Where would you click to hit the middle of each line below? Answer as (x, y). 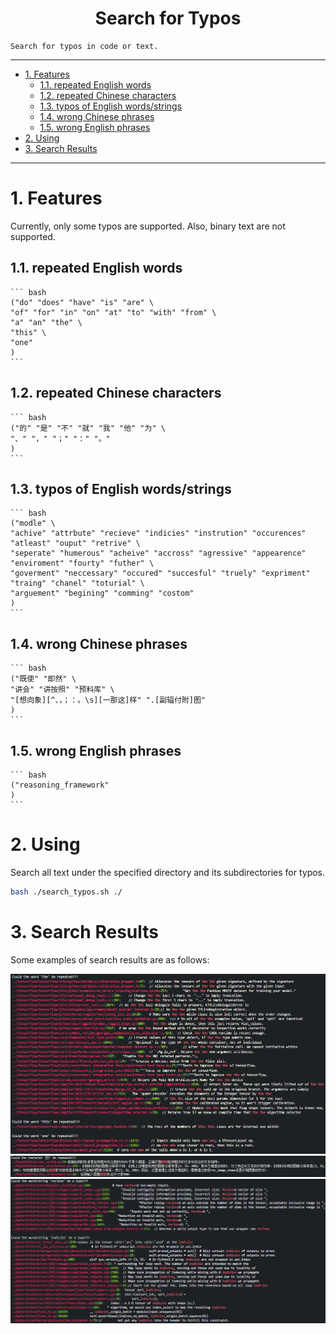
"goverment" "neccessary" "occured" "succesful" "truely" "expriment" (160, 573)
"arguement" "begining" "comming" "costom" (102, 593)
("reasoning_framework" (60, 785)
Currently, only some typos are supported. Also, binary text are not (148, 226)
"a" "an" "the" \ (46, 322)
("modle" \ (33, 523)
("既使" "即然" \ (43, 679)
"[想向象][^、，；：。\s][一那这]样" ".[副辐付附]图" (108, 700)
